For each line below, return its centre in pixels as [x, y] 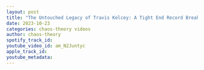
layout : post [23, 12]
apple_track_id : [27, 52]
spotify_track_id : [29, 40]
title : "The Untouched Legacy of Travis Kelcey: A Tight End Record [95, 18]
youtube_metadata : [29, 57]
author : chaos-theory [34, 35]
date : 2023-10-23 [28, 23]
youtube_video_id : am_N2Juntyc [46, 46]
